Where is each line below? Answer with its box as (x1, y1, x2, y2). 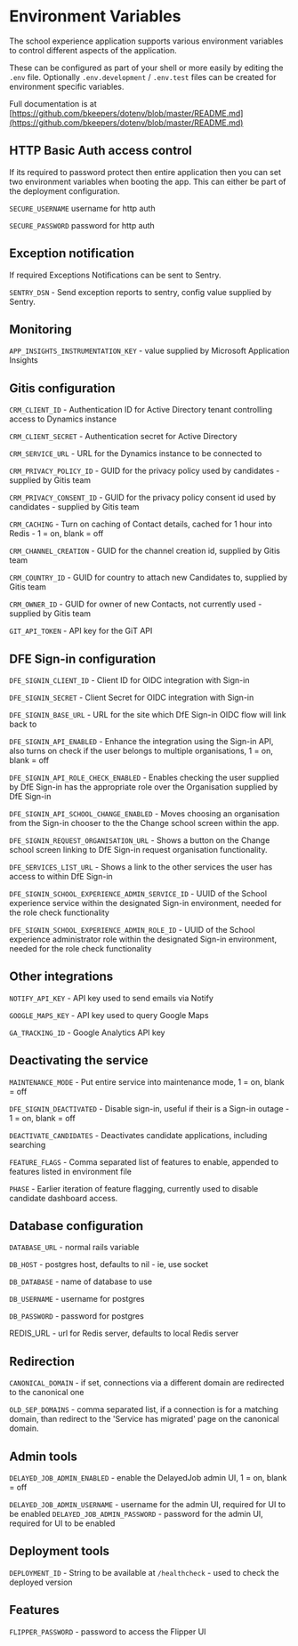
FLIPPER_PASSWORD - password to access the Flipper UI (9, 1626, 206, 1637)
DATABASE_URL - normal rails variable (9, 1242, 140, 1253)
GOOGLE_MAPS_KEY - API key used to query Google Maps (9, 1009, 209, 1020)
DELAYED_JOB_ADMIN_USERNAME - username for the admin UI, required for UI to (9, 1499, 286, 1510)
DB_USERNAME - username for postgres (9, 1294, 145, 1305)
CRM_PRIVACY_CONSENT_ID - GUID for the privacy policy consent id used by (9, 492, 277, 503)
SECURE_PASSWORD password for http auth (9, 220, 156, 230)
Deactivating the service (9, 1053, 149, 1068)
